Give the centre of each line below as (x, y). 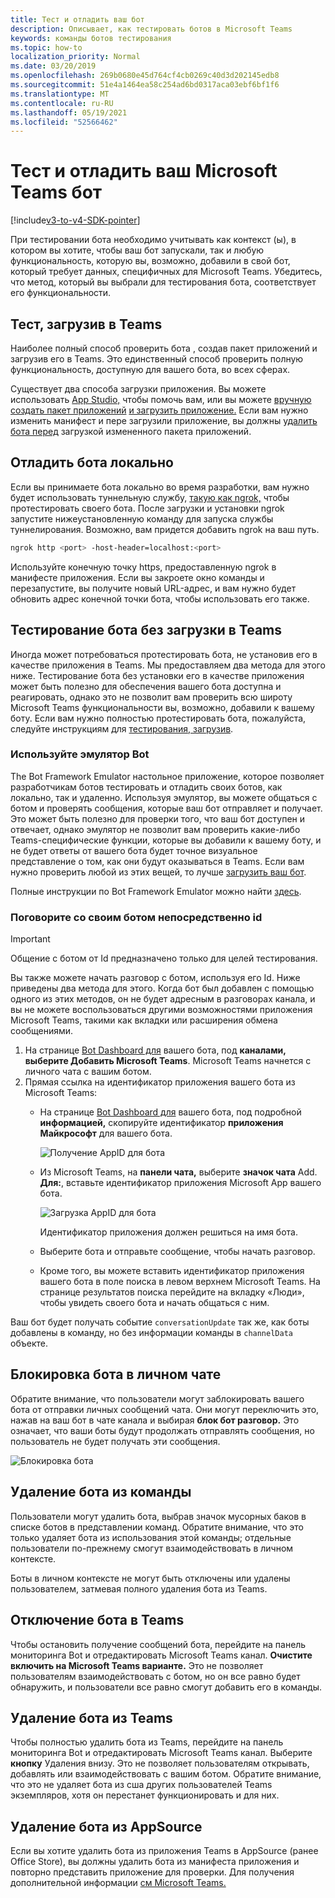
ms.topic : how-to (46, 47)
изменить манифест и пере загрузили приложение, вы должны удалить (164, 420)
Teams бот (56, 192)
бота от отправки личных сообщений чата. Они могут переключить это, (165, 1409)
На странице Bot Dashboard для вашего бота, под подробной (170, 1112)
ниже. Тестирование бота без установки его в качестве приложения (157, 675)
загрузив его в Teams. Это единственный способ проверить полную (157, 359)
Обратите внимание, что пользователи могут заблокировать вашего (157, 1398)
